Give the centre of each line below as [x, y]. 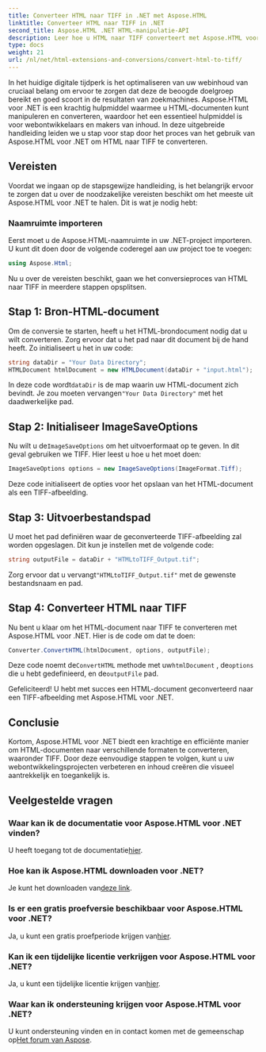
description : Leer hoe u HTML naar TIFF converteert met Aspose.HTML [125, 38]
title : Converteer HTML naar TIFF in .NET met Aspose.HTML [108, 15]
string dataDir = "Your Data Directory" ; [78, 362]
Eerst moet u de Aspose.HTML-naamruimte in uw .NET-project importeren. [130, 240]
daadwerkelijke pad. [41, 402]
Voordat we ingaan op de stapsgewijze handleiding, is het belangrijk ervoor [131, 185]
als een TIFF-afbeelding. [48, 492]
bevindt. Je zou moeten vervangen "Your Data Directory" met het [116, 393]
